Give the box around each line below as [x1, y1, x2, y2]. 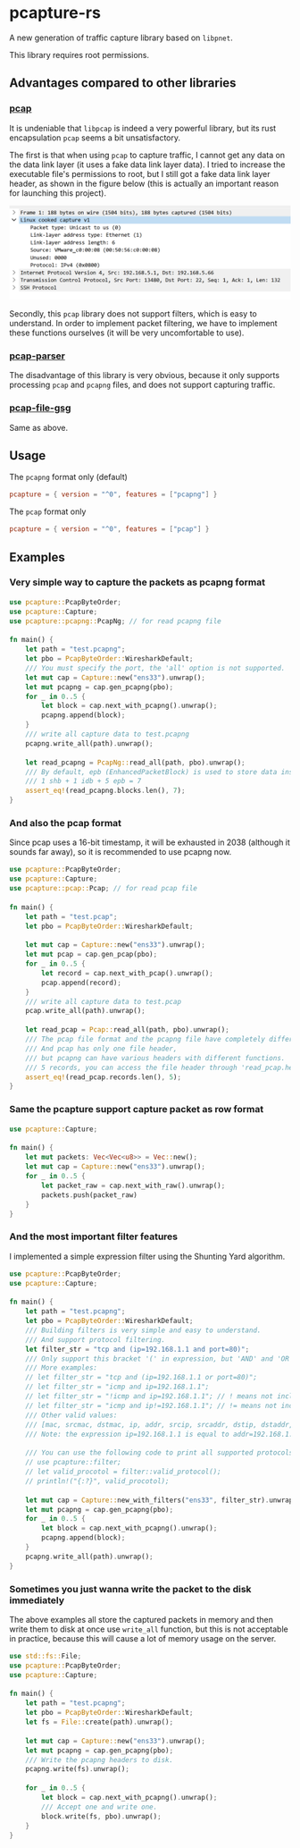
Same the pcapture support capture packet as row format [9, 1103, 264, 1116]
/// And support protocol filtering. [25, 1335, 166, 1344]
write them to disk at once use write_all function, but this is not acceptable [9, 1624, 288, 1634]
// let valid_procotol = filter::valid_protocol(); [25, 1467, 221, 1477]
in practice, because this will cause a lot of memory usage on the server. [9, 1633, 277, 1643]
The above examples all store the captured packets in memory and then [9, 1614, 274, 1624]
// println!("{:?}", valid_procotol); [25, 1476, 170, 1486]
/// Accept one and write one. [41, 1802, 158, 1811]
